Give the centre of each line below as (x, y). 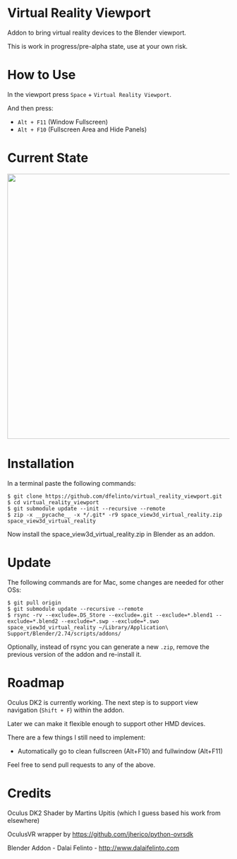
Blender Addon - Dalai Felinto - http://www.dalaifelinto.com (93, 848)
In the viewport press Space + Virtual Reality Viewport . (89, 94)
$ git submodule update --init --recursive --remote (86, 508)
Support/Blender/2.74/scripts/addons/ (64, 633)
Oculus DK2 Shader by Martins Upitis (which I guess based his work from (114, 813)
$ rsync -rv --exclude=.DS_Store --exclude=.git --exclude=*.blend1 (110, 615)
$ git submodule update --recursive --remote (75, 609)
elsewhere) (24, 820)
